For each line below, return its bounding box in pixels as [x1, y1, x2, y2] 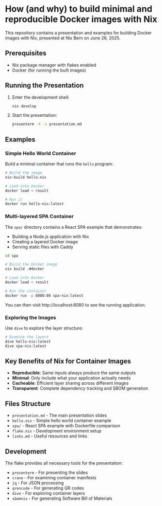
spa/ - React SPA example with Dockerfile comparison [12, 423, 120, 429]
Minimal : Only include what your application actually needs [12, 375, 131, 381]
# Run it [5, 197, 23, 202]
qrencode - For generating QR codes [12, 485, 84, 491]
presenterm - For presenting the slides [12, 470, 88, 475]
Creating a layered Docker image [12, 238, 78, 244]
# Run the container [5, 289, 47, 293]
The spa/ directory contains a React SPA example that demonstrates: [5, 224, 143, 230]
